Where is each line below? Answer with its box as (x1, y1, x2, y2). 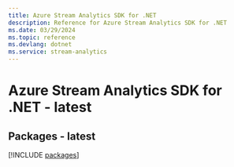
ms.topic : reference (8, 33, 76, 42)
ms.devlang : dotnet (8, 41, 72, 49)
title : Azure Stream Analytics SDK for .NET (8, 11, 157, 20)
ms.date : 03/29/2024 (8, 26, 76, 34)
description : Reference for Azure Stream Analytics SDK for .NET (8, 19, 227, 27)
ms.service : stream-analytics (8, 48, 108, 56)
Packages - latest (8, 129, 96, 143)
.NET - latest (8, 99, 92, 116)
